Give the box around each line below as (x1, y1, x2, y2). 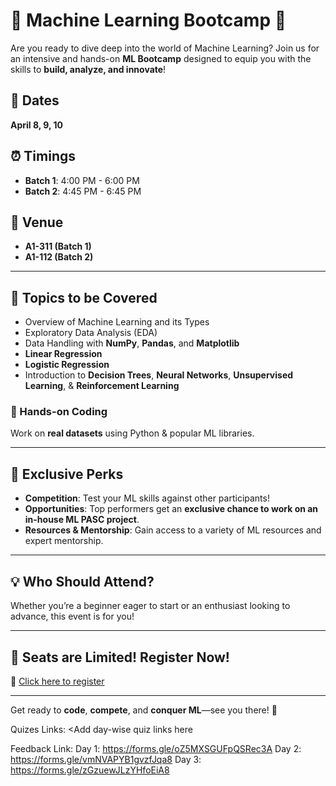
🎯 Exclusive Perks (10, 465, 124, 483)
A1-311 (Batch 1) (24, 240, 92, 253)
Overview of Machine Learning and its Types (24, 316, 210, 328)
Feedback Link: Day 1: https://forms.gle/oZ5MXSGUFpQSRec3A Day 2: (10, 742, 302, 754)
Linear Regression (24, 348, 103, 360)
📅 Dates (10, 92, 60, 109)
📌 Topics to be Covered (10, 289, 158, 306)
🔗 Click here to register (10, 675, 105, 687)
